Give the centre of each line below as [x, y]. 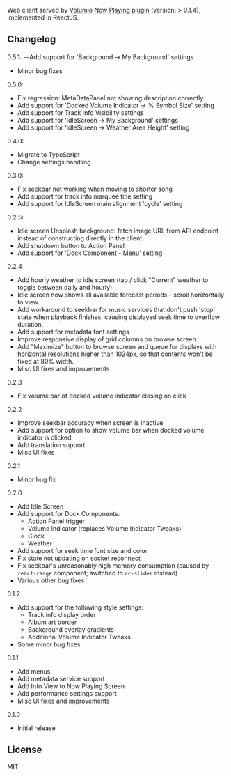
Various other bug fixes [51, 580]
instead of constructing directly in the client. [80, 238]
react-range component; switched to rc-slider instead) [97, 573]
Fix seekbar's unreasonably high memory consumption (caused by [113, 565]
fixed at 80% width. [46, 361]
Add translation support [51, 444]
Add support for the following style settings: [80, 607]
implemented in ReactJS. [43, 17]
